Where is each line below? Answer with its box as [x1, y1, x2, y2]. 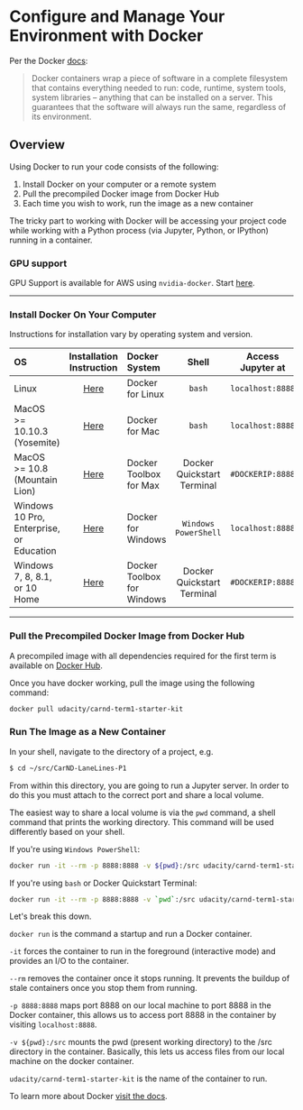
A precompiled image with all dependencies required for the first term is [9, 650, 277, 661]
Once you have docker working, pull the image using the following [9, 677, 255, 688]
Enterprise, [14, 522, 60, 535]
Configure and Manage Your [9, 6, 225, 27]
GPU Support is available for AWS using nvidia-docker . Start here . [9, 278, 255, 289]
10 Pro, [14, 511, 45, 524]
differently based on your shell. [9, 826, 125, 837]
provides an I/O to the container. [9, 956, 129, 967]
